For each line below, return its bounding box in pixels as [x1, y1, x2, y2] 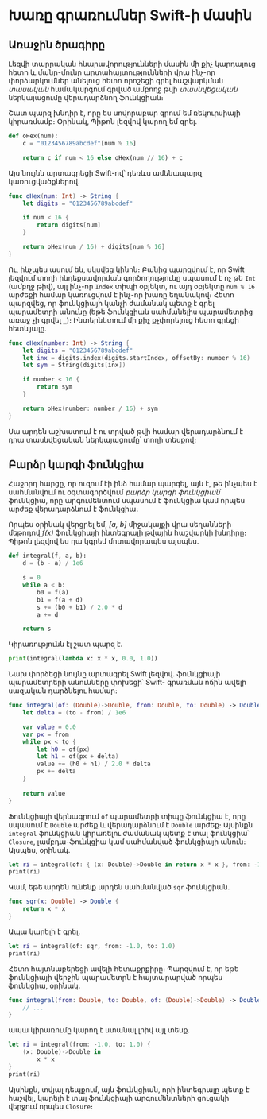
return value [22, 789, 66, 797]
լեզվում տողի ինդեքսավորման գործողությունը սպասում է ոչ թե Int [8, 273, 256, 282]
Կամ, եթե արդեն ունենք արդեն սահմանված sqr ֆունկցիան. [8, 882, 230, 892]
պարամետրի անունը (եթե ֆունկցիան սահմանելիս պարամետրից [8, 307, 253, 316]
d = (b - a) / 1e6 [22, 559, 83, 567]
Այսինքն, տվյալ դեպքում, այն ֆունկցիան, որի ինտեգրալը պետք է [8, 1084, 250, 1094]
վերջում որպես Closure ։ [8, 1102, 94, 1111]
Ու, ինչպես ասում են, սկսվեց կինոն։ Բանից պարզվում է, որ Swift [8, 265, 245, 274]
